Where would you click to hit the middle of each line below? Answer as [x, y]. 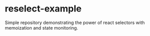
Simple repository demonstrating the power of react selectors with [75, 22]
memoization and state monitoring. [41, 27]
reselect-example [43, 9]
